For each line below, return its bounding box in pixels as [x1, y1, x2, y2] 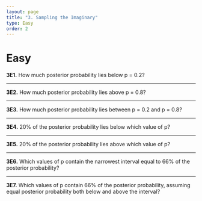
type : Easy [6, 20, 34, 26]
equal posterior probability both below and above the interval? [6, 188, 161, 196]
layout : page [6, 8, 39, 15]
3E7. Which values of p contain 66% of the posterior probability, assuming [6, 182, 191, 189]
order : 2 [6, 25, 28, 32]
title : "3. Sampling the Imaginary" [6, 14, 98, 20]
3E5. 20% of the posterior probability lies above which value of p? [6, 141, 170, 148]
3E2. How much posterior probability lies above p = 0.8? [6, 88, 146, 96]
